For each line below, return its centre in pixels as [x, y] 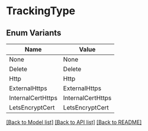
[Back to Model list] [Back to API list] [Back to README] [74, 122]
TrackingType [41, 11]
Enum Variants [34, 33]
